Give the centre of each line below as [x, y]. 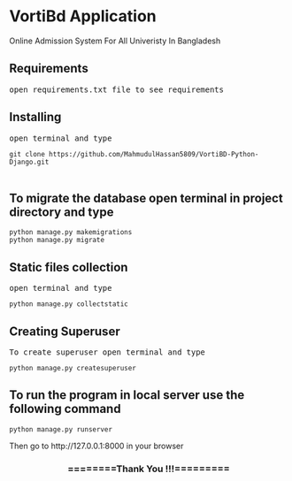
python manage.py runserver [61, 429]
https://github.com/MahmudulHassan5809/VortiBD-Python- [154, 154]
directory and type [61, 212]
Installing [35, 117]
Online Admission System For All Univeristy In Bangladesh [115, 41]
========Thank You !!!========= [149, 469]
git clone [27, 154]
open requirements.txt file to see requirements [116, 89]
